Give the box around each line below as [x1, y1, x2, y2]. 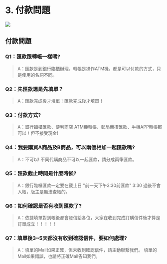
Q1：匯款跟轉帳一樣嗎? [5, 53, 61, 60]
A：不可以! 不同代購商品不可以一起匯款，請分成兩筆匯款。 [17, 156, 137, 162]
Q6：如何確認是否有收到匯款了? [5, 202, 82, 209]
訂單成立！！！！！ [17, 221, 57, 227]
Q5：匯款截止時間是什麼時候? [5, 170, 77, 177]
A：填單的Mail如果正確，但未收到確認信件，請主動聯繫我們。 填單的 [17, 247, 157, 253]
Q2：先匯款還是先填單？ [5, 86, 64, 93]
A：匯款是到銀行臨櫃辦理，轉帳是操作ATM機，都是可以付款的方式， [17, 66, 157, 72]
